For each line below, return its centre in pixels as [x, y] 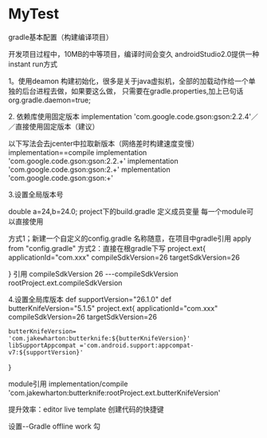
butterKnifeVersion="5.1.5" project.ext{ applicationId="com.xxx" [113, 308]
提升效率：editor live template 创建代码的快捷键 [86, 409]
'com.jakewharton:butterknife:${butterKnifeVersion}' [100, 338]
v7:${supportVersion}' [46, 352]
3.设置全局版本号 [36, 194]
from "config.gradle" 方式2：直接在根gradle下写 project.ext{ [107, 248]
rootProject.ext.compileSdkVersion [65, 283]
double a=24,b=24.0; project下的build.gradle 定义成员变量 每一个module [128, 211]
